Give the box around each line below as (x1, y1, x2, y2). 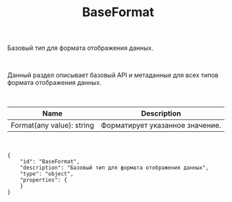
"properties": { (20, 177, 68, 184)
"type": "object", (20, 170, 74, 177)
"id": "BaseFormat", (20, 159, 80, 166)
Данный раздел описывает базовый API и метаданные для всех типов (7, 71, 219, 79)
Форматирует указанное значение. (101, 121, 221, 130)
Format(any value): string (11, 121, 95, 130)
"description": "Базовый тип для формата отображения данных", (20, 164, 210, 172)
